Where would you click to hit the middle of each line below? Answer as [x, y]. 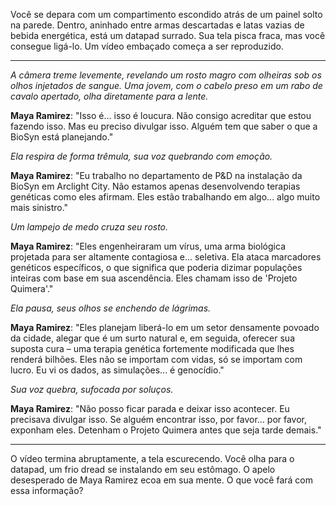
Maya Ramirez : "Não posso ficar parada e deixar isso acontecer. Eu [150, 408]
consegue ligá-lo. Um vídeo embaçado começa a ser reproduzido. [147, 46]
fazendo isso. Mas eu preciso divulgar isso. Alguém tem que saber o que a [164, 126]
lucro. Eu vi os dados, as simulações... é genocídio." [117, 370]
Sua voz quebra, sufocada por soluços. [92, 389]
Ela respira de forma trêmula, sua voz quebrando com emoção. [141, 156]
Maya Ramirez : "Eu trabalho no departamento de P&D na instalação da [156, 175]
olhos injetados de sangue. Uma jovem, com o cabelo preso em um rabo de [166, 85]
